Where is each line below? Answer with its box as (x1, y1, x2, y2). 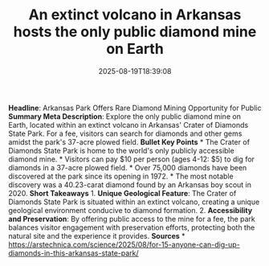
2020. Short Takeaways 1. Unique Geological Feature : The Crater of (8, 188, 237, 198)
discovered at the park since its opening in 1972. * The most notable (8, 171, 234, 181)
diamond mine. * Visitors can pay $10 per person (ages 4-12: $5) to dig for (8, 154, 255, 164)
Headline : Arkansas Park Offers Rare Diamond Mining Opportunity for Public (8, 103, 262, 113)
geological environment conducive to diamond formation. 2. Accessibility (8, 205, 253, 215)
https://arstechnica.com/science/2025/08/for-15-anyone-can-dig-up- (8, 239, 241, 249)
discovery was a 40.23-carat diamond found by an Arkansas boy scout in (8, 179, 251, 190)
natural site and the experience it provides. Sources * (8, 231, 186, 240)
